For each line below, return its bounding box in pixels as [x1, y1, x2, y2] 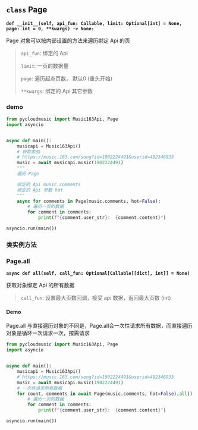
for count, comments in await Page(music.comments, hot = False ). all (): [17, 391, 196, 397]
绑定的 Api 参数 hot [17, 187, 64, 193]
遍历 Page [17, 171, 40, 177]
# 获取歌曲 [17, 149, 40, 155]
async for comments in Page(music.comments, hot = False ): [17, 198, 161, 204]
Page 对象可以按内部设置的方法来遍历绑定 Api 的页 [6, 37, 130, 44]
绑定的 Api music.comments [17, 181, 81, 187]
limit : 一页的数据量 [20, 62, 69, 69]
